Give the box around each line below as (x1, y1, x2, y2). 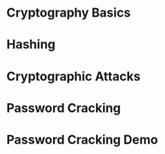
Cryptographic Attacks (6, 68, 141, 84)
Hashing (6, 37, 56, 53)
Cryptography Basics (6, 5, 131, 21)
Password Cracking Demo (6, 132, 158, 147)
